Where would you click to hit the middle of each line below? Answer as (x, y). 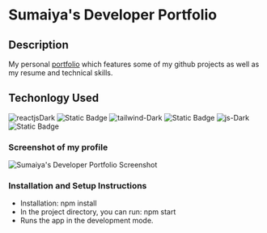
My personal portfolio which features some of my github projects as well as (134, 64)
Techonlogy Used (54, 98)
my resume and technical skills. (61, 73)
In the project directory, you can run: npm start (98, 212)
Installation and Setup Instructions (78, 186)
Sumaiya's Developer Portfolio (112, 15)
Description (38, 45)
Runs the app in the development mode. (87, 221)
